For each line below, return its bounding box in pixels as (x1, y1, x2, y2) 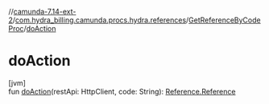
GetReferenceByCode (188, 15, 261, 25)
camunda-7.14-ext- (13, 7, 77, 16)
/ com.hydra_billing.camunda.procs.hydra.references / (12, 15, 189, 25)
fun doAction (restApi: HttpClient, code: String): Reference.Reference (8, 86, 236, 96)
